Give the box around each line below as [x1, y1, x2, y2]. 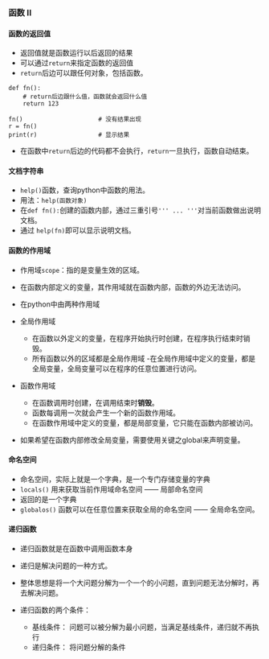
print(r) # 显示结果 [8, 131, 130, 139]
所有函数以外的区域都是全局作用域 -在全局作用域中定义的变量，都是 [31, 353, 255, 363]
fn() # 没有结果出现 [8, 115, 142, 124]
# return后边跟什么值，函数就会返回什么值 [22, 93, 148, 101]
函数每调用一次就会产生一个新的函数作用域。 [31, 408, 181, 418]
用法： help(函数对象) [19, 196, 88, 205]
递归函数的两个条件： [19, 605, 91, 615]
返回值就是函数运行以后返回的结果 [19, 48, 133, 58]
